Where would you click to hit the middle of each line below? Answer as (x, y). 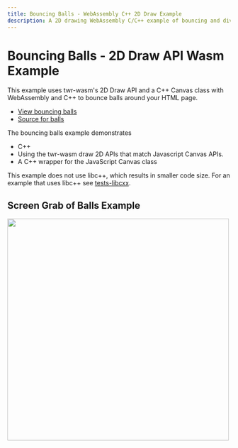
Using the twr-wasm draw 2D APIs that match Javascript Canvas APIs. (120, 154)
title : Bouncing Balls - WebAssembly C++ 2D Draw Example (95, 14)
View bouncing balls (47, 111)
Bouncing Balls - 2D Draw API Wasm (116, 56)
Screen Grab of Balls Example (74, 206)
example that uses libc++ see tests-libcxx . (69, 183)
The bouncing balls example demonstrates (70, 133)
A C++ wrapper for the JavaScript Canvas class (87, 162)
